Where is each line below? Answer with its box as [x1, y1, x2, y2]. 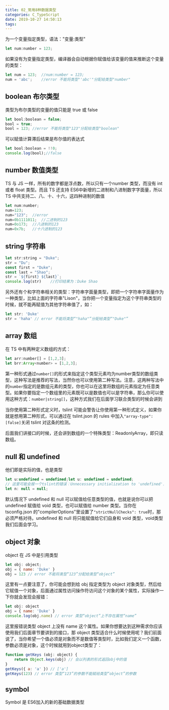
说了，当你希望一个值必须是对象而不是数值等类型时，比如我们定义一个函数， [5, 636, 164, 642]
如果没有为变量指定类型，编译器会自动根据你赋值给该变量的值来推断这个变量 [5, 56, 164, 62]
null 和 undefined [5, 452, 60, 461]
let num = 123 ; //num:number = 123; [5, 72, 84, 77]
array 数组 [5, 332, 37, 340]
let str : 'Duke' [5, 312, 39, 317]
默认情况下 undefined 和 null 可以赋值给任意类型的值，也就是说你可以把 [5, 496, 153, 502]
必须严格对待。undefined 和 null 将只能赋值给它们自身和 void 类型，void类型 [5, 515, 163, 521]
